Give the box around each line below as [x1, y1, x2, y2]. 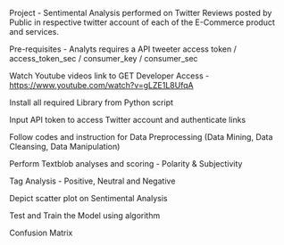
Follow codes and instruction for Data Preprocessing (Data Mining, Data [9, 132, 273, 142]
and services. [9, 27, 60, 37]
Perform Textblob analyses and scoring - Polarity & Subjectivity [9, 159, 243, 168]
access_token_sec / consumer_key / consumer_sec [9, 53, 198, 63]
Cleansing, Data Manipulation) [9, 142, 121, 151]
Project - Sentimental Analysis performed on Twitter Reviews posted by [9, 8, 272, 18]
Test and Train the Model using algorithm [9, 210, 161, 221]
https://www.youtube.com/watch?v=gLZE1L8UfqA [9, 80, 194, 90]
